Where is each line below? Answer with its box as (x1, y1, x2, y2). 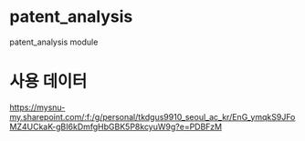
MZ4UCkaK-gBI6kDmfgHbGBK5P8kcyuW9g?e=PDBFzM (9, 121, 222, 132)
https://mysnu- (9, 102, 66, 113)
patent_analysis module (9, 36, 99, 47)
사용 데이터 (9, 71, 88, 92)
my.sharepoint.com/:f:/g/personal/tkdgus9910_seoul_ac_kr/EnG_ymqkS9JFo (9, 111, 296, 122)
